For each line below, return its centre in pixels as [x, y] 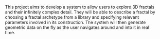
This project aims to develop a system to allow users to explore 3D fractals [80, 7]
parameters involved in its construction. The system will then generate [75, 22]
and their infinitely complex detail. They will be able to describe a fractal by [80, 12]
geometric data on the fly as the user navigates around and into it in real [77, 27]
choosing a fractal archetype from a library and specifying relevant [72, 17]
